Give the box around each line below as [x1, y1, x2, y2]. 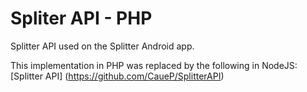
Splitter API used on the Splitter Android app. [10, 40, 195, 52]
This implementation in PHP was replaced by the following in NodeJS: [10, 59, 298, 71]
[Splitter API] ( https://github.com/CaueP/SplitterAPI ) [10, 70, 225, 82]
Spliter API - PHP [10, 7, 153, 30]
